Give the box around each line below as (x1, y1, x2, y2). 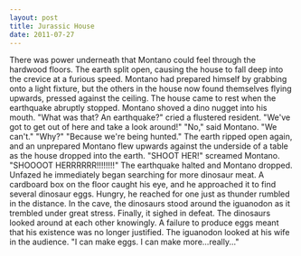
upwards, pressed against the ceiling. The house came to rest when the (9, 93, 277, 104)
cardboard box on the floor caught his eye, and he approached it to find (9, 179, 277, 190)
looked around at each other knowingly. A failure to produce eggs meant (9, 217, 279, 228)
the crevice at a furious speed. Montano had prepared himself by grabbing (9, 74, 287, 85)
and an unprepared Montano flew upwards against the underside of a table (9, 141, 289, 151)
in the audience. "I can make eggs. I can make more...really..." (9, 236, 240, 248)
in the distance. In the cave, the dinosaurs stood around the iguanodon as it (9, 198, 291, 209)
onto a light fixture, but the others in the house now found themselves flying (9, 83, 292, 95)
